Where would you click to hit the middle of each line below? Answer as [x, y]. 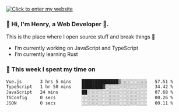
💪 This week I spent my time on [51, 69]
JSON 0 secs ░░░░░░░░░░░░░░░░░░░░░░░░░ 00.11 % [90, 103]
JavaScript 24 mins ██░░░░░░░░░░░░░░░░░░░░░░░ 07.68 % [90, 92]
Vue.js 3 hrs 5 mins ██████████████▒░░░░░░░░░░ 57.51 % [90, 82]
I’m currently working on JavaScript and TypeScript [76, 48]
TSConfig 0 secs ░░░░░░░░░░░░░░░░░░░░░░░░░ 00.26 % [90, 98]
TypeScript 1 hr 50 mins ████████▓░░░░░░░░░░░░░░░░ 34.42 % [90, 87]
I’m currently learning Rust [46, 54]
